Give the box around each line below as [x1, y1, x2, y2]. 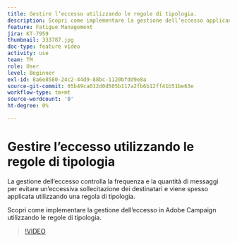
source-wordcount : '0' [7, 96, 74, 103]
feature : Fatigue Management [7, 23, 93, 30]
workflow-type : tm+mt [7, 89, 71, 96]
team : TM [7, 56, 33, 63]
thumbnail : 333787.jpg [7, 37, 74, 44]
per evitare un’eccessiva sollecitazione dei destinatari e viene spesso [7, 184, 209, 193]
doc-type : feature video [7, 43, 80, 50]
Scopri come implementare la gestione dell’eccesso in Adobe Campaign [7, 205, 217, 214]
